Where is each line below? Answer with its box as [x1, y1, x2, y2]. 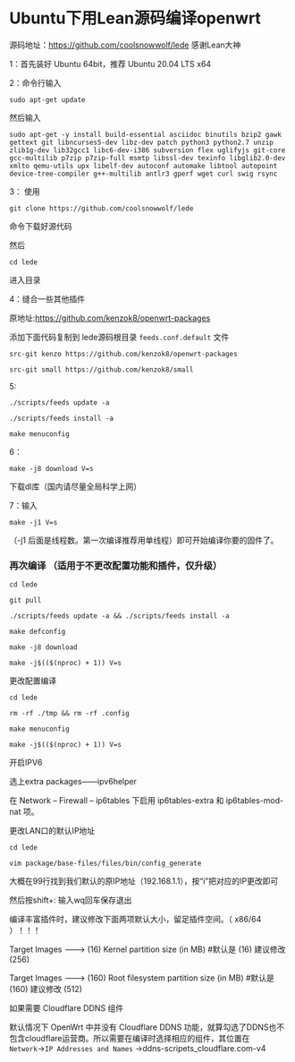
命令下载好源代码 [9, 220, 72, 231]
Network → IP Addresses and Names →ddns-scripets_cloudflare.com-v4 [9, 1043, 266, 1054]
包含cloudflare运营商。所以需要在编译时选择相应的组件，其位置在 [9, 1033, 250, 1044]
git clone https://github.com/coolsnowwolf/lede [9, 203, 194, 213]
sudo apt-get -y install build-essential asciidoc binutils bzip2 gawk [9, 130, 282, 139]
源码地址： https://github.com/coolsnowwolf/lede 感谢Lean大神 [9, 39, 241, 50]
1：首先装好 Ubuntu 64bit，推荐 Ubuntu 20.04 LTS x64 [9, 58, 212, 69]
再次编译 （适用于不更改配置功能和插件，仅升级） [9, 559, 223, 571]
